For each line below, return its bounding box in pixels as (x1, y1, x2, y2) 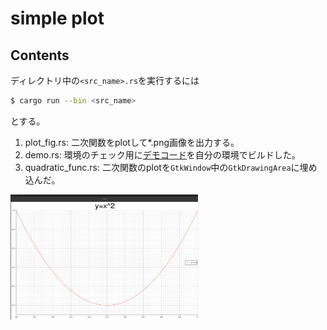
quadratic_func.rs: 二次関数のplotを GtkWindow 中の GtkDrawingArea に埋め (24, 161, 318, 173)
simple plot (10, 7, 105, 30)
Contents (10, 47, 70, 64)
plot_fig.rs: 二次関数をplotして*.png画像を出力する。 (24, 136, 240, 148)
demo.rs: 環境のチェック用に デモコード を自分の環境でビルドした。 (24, 148, 301, 161)
